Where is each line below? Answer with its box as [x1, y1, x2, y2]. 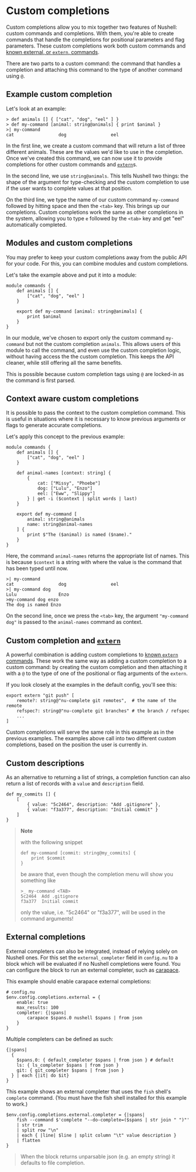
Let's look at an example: [6, 105, 67, 112]
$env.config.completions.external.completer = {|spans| [6, 1111, 145, 1117]
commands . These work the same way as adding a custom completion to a [6, 657, 187, 664]
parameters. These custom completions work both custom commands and [6, 42, 186, 49]
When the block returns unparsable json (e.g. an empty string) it [20, 1153, 176, 1160]
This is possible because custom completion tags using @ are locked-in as [6, 370, 184, 377]
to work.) [6, 1100, 28, 1107]
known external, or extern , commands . [6, 48, 99, 55]
